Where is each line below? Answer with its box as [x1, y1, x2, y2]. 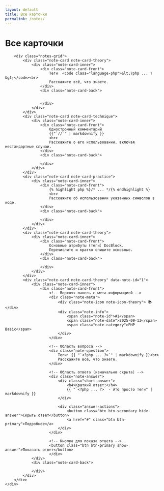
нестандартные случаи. [5, 144, 52, 149]
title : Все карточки [5, 12, 48, 17]
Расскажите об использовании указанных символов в [49, 196, 155, 201]
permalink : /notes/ [5, 16, 45, 21]
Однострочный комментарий [49, 127, 102, 132]
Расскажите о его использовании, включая [49, 140, 135, 145]
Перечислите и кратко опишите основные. [49, 247, 133, 252]
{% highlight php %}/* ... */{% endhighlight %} [49, 187, 151, 192]
